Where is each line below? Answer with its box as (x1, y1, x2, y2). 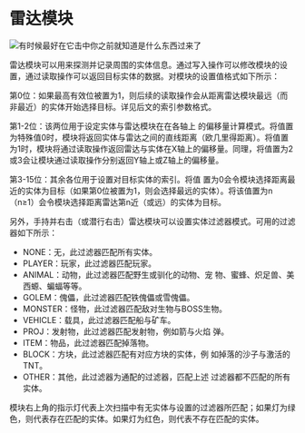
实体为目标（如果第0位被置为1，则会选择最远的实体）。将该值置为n (25, 185, 273, 196)
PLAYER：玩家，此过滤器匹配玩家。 (22, 258, 157, 269)
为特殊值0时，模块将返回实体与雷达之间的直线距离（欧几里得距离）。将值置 (9, 132, 289, 143)
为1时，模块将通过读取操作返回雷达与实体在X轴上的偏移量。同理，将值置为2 (9, 143, 293, 154)
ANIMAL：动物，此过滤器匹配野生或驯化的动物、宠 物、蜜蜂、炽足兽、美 (22, 269, 295, 280)
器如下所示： (9, 227, 57, 238)
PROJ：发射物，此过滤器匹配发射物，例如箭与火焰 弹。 (22, 326, 230, 337)
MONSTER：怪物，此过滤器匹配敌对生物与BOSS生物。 (22, 303, 227, 314)
